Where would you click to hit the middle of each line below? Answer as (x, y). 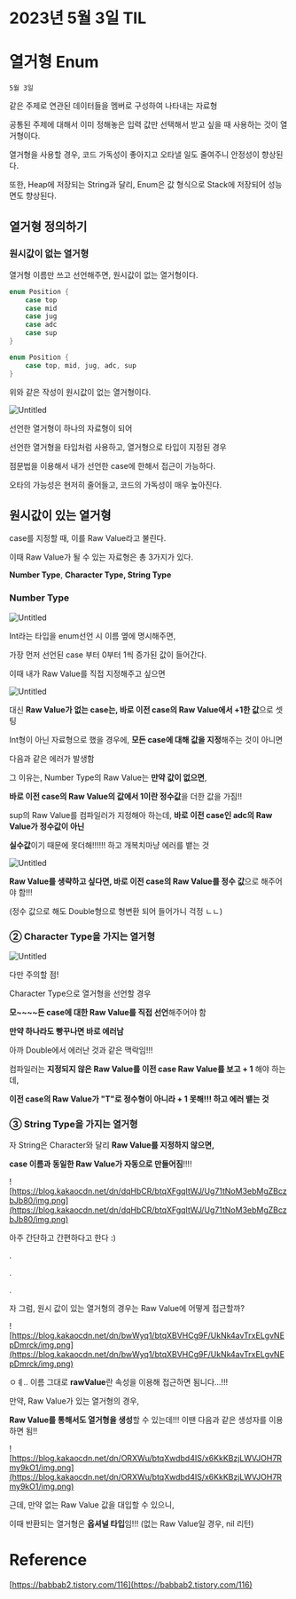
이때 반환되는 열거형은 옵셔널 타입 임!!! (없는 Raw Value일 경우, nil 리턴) (132, 1523)
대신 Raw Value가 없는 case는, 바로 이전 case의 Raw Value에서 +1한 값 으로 (141, 709)
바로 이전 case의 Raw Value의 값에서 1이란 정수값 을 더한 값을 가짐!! (126, 796)
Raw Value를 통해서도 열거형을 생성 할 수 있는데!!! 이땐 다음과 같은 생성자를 (138, 1420)
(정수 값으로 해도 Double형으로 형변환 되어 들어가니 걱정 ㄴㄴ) (116, 911)
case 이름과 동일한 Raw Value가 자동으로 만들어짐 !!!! (101, 1164)
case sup (41, 333)
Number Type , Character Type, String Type (90, 575)
